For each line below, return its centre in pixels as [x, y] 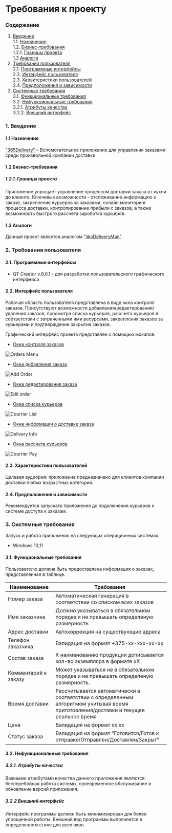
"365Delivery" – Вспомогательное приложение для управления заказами [85, 150]
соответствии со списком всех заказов [105, 602]
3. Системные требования [40, 524]
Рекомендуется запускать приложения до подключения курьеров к [80, 506]
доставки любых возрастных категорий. [49, 482]
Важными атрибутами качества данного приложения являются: [76, 778]
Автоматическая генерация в [92, 595]
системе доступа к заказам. [36, 511]
